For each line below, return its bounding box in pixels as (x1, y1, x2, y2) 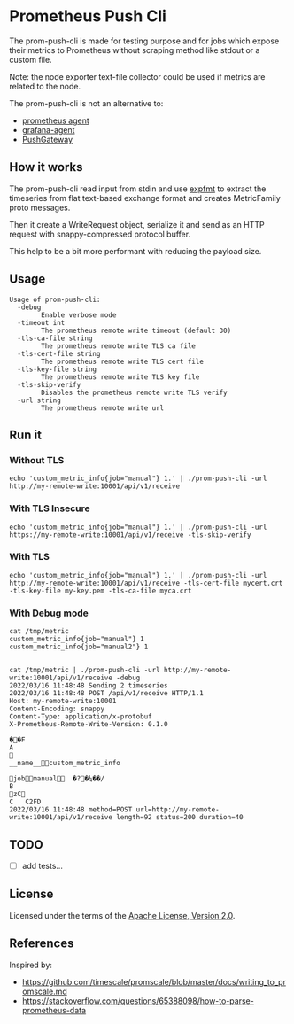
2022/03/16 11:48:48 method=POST (9, 805, 133, 814)
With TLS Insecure (9, 502, 90, 515)
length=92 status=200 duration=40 (116, 813, 244, 822)
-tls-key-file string (17, 365, 97, 374)
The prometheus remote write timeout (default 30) (41, 326, 232, 335)
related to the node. (9, 81, 81, 91)
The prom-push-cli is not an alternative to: (9, 97, 164, 108)
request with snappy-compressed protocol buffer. (9, 229, 191, 239)
